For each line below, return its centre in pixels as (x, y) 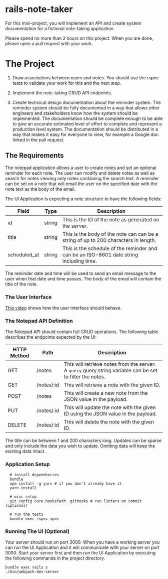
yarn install (23, 488)
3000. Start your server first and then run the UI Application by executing (80, 552)
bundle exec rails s (27, 567)
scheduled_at (23, 254)
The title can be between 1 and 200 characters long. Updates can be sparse (83, 441)
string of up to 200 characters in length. (109, 240)
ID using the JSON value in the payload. (110, 414)
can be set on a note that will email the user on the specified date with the (81, 184)
